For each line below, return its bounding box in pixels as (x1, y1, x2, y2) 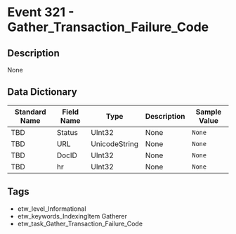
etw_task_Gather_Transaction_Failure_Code (17, 219, 143, 228)
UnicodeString (91, 138, 139, 148)
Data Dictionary (7, 86, 77, 98)
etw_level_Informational (17, 204, 86, 213)
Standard (14, 107, 46, 117)
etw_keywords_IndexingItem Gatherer (17, 212, 128, 220)
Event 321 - (7, 4, 74, 20)
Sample (195, 107, 222, 117)
